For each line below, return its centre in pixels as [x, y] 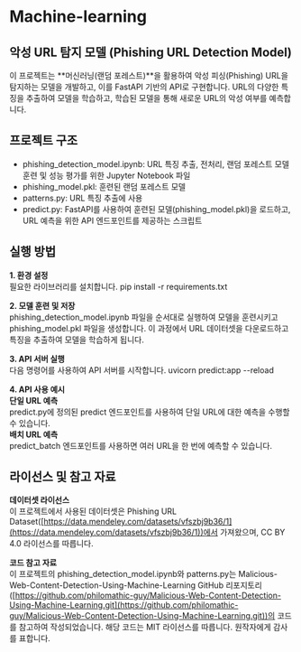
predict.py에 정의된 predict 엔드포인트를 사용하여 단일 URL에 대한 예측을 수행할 [150, 412]
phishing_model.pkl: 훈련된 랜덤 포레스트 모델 [104, 186]
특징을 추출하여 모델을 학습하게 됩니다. [77, 340]
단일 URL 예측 [34, 400]
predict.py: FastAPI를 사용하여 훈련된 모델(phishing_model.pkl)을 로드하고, [156, 209]
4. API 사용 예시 [37, 389]
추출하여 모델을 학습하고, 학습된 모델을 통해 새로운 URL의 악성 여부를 [146, 98]
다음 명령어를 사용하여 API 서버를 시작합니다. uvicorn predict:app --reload [142, 370]
